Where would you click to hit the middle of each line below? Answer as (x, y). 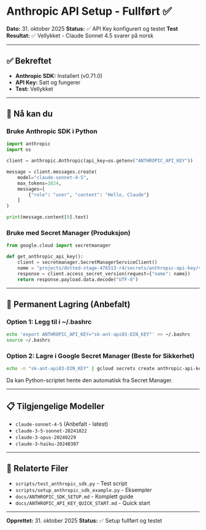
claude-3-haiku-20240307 (47, 444)
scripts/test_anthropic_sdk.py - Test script (71, 483)
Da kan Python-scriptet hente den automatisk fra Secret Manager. (90, 380)
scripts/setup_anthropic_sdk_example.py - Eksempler (83, 490)
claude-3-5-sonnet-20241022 (51, 431)
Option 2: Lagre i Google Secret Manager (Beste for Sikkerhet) (101, 356)
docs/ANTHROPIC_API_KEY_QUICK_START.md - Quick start (82, 503)
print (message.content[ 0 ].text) (48, 217)
